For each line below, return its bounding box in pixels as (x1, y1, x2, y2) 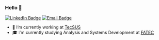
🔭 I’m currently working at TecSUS (12, 24, 81, 30)
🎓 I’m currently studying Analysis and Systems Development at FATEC (12, 30, 154, 35)
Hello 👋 (5, 4, 22, 11)
